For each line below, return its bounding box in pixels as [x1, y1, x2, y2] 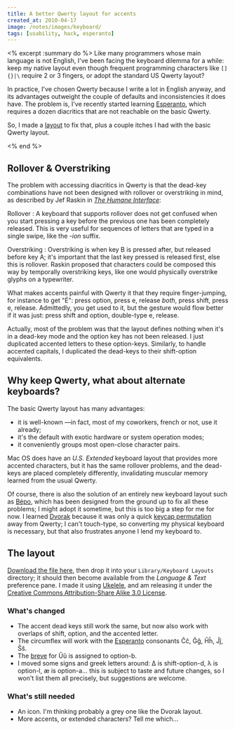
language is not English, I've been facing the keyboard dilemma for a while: [7, 57, 224, 65]
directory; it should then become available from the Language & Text [7, 573, 206, 582]
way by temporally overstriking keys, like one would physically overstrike [7, 268, 218, 276]
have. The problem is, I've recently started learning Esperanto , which [7, 100, 207, 109]
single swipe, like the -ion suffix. [7, 232, 101, 241]
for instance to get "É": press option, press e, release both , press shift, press [7, 296, 229, 305]
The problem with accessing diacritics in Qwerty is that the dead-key [7, 181, 207, 189]
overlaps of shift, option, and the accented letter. [17, 629, 159, 637]
